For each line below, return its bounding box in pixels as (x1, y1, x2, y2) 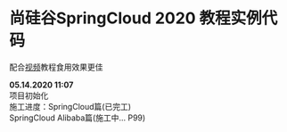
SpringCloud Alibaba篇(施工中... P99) (9, 112, 146, 123)
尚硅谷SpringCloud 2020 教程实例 (9, 8, 263, 29)
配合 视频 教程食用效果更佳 (9, 62, 103, 72)
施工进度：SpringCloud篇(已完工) (9, 101, 132, 111)
